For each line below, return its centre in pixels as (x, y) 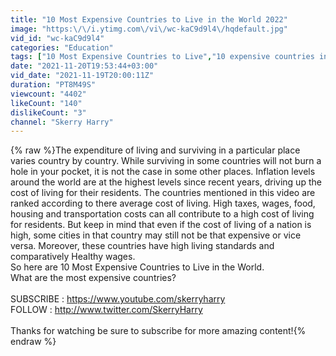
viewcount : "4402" (48, 94)
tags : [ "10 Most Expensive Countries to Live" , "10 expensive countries (162, 57)
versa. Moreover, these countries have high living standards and (142, 246)
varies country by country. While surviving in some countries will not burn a (166, 161)
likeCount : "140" (46, 103)
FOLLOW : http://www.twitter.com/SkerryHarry (106, 310)
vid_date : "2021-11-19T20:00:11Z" (82, 76)
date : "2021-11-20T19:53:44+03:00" (84, 66)
